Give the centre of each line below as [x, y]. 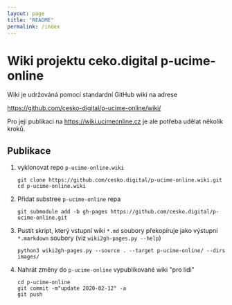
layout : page [26, 14]
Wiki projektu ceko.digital [82, 61]
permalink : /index [34, 26]
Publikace [29, 151]
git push [30, 295]
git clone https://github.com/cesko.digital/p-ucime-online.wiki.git [120, 180]
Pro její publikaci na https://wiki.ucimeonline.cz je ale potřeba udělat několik [115, 121]
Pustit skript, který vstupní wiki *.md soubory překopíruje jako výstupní [117, 231]
